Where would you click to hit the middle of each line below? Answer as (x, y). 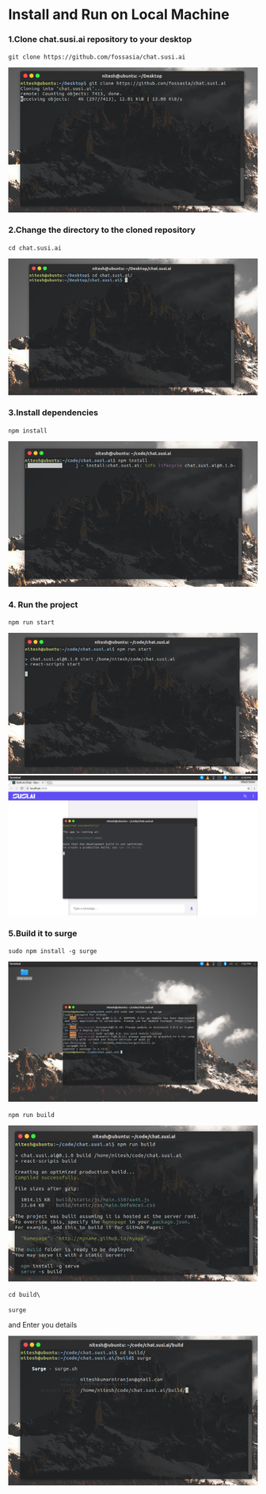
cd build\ (25, 1294)
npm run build (32, 1115)
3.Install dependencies (53, 413)
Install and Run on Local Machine (119, 15)
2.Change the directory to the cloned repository (102, 230)
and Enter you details (43, 1324)
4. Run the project (43, 604)
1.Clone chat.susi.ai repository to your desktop (100, 40)
